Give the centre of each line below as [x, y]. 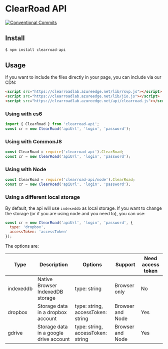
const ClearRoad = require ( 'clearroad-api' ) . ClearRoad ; [64, 152]
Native [45, 279]
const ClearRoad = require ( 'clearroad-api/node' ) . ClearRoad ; [70, 180]
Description [54, 264]
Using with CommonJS [33, 142]
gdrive [15, 333]
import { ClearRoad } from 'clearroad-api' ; [52, 124]
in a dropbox [52, 312]
